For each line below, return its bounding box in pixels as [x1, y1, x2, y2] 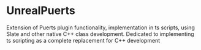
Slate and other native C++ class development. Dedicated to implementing [6, 30, 194, 37]
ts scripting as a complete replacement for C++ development [6, 37, 161, 44]
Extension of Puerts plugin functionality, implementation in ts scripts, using [6, 24, 195, 31]
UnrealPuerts [6, 4, 75, 18]
